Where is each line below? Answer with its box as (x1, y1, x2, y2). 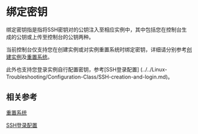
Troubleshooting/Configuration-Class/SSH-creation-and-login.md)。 (6, 73, 173, 80)
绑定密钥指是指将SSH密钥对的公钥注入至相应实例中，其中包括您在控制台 (6, 26, 182, 33)
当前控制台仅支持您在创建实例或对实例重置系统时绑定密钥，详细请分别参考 (6, 45, 187, 53)
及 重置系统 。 (21, 53, 53, 60)
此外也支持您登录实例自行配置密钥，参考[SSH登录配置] (6, 66, 140, 73)
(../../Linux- (140, 66, 167, 73)
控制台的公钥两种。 (47, 33, 94, 40)
